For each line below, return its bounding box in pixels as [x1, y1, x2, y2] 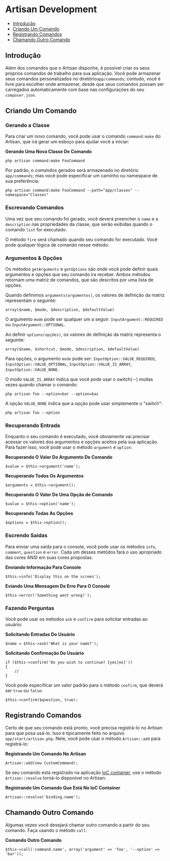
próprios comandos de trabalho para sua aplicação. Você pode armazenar [5, 70, 161, 76]
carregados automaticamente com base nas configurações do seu [5, 86, 145, 93]
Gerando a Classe [5, 122, 50, 129]
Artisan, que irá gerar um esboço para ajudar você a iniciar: [5, 139, 129, 145]
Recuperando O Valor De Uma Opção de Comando [5, 491, 113, 498]
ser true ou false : [5, 687, 43, 693]
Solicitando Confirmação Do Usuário [5, 650, 84, 656]
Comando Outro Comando [5, 837, 62, 843]
